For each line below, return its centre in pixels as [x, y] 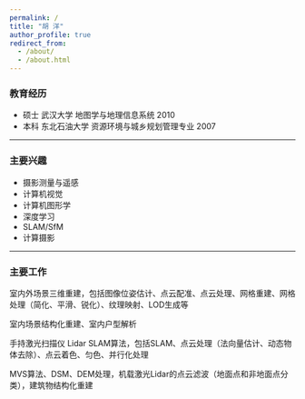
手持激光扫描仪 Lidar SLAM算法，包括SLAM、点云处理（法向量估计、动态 [147, 343]
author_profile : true [50, 35]
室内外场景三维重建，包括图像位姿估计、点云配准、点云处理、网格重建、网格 [152, 293]
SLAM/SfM [43, 226]
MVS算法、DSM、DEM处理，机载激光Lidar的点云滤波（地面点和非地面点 [145, 374]
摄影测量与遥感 [50, 182]
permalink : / [34, 18]
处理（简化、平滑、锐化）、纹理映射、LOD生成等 [99, 304]
